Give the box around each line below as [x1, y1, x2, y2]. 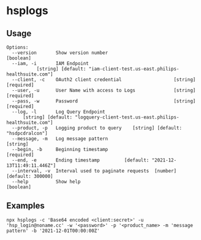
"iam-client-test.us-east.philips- [88, 66, 180, 72]
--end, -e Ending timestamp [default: [12, 157, 150, 163]
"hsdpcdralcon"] [6, 130, 48, 136]
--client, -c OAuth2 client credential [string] [12, 77, 196, 83]
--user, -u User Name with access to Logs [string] [12, 87, 196, 93]
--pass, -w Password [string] [12, 98, 196, 104]
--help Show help [12, 179, 81, 185]
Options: [6, 44, 29, 50]
